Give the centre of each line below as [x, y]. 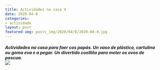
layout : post [18, 28]
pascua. [14, 57]
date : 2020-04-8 [21, 14]
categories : [17, 18]
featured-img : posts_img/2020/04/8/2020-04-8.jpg [56, 32]
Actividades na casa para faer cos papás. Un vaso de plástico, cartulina [80, 47]
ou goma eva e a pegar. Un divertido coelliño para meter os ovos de [75, 52]
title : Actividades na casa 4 [36, 9]
